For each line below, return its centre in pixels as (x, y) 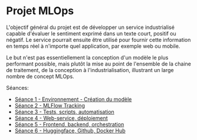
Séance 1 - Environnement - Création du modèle (73, 99)
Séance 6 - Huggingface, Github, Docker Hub (70, 131)
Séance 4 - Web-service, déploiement (61, 118)
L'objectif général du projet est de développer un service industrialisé (91, 27)
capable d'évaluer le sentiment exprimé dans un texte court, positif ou (91, 33)
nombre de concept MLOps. (40, 76)
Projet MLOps (40, 11)
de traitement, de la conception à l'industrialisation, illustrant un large (90, 70)
